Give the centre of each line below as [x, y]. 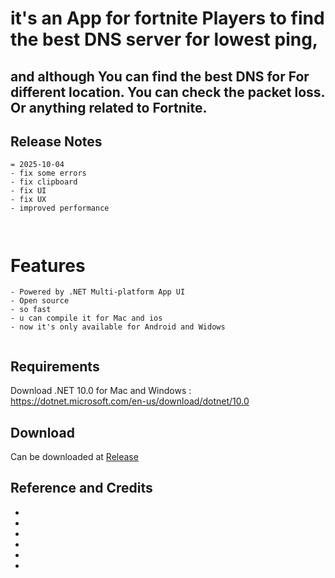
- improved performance [60, 208]
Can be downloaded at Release [74, 456]
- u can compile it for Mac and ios [86, 318]
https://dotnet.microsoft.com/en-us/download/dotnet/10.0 [130, 401]
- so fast [31, 310]
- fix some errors [48, 173]
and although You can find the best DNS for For [160, 76]
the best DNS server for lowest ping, [164, 39]
